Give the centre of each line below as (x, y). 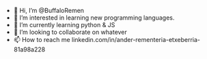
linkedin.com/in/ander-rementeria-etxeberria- (136, 40)
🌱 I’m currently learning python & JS (64, 25)
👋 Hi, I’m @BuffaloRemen (49, 11)
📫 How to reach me (42, 40)
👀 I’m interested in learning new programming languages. (94, 18)
